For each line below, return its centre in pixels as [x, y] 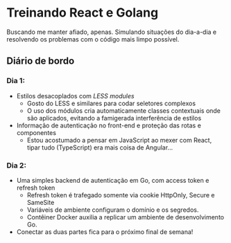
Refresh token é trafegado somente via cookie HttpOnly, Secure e [121, 195]
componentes [36, 132]
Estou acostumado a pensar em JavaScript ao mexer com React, [119, 140]
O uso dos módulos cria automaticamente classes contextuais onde [124, 110]
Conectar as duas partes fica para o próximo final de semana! [105, 232]
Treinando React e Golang [83, 13]
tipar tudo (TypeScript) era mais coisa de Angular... [100, 147]
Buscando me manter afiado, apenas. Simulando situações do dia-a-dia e [112, 32]
